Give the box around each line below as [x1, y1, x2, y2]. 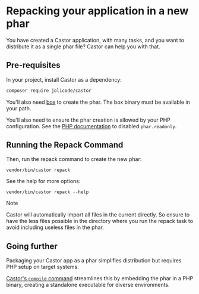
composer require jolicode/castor [6, 88, 92, 94]
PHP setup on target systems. [6, 264, 79, 271]
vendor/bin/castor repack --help [6, 189, 89, 195]
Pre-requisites [6, 60, 61, 70]
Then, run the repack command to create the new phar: [6, 156, 142, 163]
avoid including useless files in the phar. [6, 224, 104, 231]
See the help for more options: [6, 178, 81, 185]
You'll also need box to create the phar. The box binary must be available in [6, 98, 190, 106]
